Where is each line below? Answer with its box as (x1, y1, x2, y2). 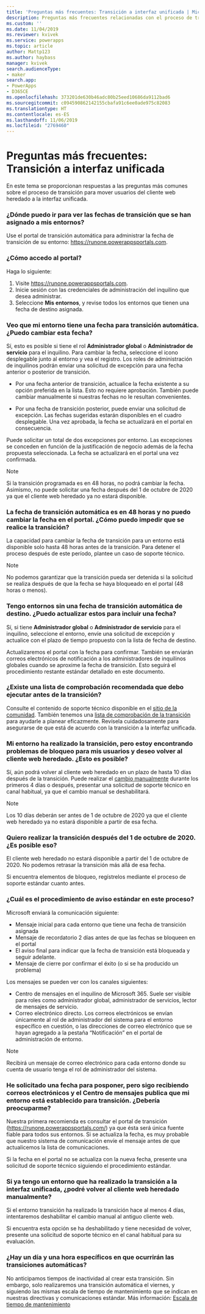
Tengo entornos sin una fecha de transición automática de (6, 602, 183, 610)
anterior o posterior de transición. (6, 368, 91, 375)
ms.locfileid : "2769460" (6, 123, 70, 129)
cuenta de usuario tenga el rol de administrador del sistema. (6, 1065, 157, 1073)
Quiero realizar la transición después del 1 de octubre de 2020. (6, 833, 196, 842)
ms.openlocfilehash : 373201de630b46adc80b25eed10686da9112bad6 (6, 94, 171, 100)
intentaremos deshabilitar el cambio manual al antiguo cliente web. (6, 1213, 174, 1220)
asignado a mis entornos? (6, 218, 85, 226)
